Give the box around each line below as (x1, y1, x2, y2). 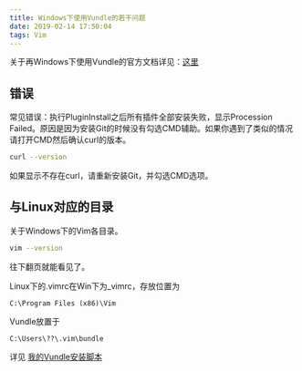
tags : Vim (9, 30, 47, 39)
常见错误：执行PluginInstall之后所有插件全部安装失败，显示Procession (9, 111, 273, 123)
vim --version (9, 243, 64, 252)
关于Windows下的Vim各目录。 (9, 225, 123, 236)
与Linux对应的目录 (9, 200, 114, 215)
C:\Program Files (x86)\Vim (9, 298, 117, 308)
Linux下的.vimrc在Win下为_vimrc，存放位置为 (9, 280, 181, 292)
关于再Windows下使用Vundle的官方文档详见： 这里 (9, 57, 199, 67)
